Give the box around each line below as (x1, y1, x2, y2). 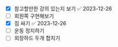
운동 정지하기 (14, 27, 45, 34)
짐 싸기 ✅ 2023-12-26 (14, 20, 67, 27)
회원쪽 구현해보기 (14, 12, 54, 19)
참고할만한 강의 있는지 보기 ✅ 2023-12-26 (14, 5, 113, 12)
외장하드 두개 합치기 (14, 35, 60, 42)
